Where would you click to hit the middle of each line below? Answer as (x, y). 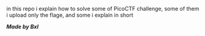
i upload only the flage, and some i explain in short (70, 15)
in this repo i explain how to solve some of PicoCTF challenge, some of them (103, 9)
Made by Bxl (22, 27)
